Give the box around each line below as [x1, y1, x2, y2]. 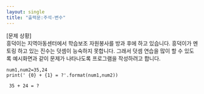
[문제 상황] [6, 32, 32, 39]
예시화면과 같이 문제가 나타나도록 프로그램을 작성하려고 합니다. [12, 55, 161, 62]
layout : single [6, 8, 45, 15]
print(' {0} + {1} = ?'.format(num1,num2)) [6, 72, 119, 78]
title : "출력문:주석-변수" [6, 15, 66, 21]
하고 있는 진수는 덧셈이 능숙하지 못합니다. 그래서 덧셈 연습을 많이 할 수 [17, 47, 183, 55]
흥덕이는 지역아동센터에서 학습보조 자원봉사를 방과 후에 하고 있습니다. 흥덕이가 [6, 39, 192, 47]
